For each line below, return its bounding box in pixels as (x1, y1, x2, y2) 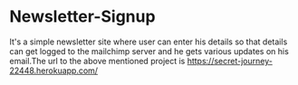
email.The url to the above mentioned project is (9, 55, 186, 66)
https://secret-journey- (187, 55, 274, 66)
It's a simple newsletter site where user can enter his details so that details (9, 36, 288, 47)
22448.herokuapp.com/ (9, 65, 98, 76)
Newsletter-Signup (9, 6, 156, 27)
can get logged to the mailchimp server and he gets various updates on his (9, 45, 290, 56)
